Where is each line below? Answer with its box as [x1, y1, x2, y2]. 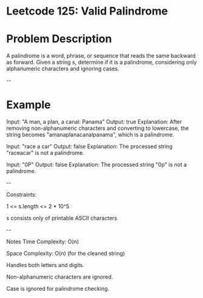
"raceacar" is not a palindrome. [6, 149, 85, 157]
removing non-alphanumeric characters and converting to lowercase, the [6, 124, 189, 132]
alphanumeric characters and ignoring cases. [6, 65, 119, 72]
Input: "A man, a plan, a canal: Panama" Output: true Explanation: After [6, 118, 182, 126]
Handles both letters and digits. [6, 262, 85, 269]
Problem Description [6, 32, 112, 46]
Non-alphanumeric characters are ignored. [6, 273, 113, 280]
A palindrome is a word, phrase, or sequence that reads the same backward [6, 52, 196, 59]
